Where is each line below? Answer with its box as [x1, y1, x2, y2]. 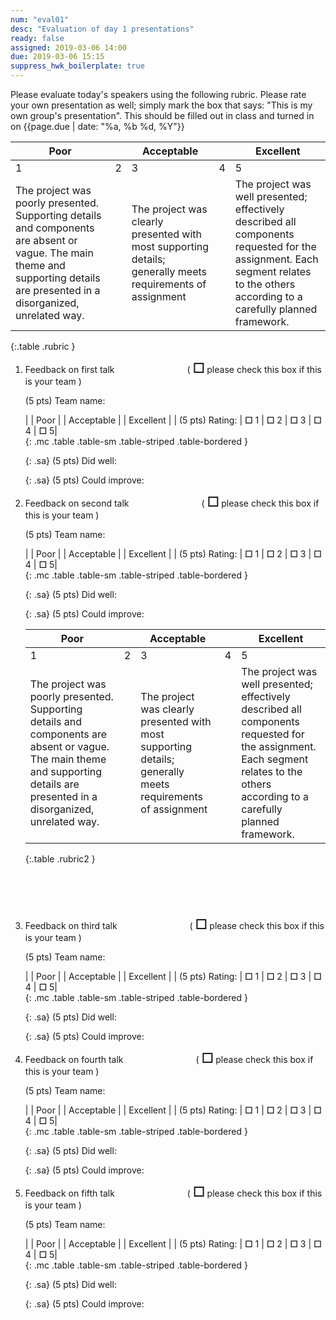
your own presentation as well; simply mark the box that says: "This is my [10, 99, 313, 111]
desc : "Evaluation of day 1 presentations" [10, 24, 195, 34]
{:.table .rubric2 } [24, 853, 96, 865]
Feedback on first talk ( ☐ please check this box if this [24, 360, 322, 376]
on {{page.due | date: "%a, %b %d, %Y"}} [10, 121, 185, 132]
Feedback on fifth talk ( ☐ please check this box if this [24, 1184, 323, 1200]
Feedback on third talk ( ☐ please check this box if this [24, 916, 325, 933]
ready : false [10, 33, 65, 43]
